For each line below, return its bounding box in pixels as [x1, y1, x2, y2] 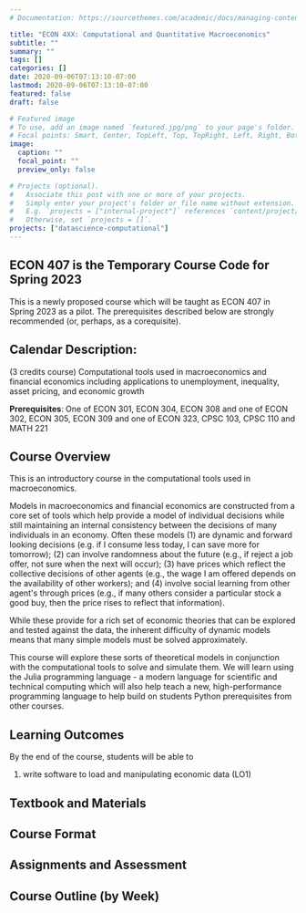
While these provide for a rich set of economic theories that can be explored [9, 615, 296, 626]
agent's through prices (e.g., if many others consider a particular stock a [9, 587, 282, 598]
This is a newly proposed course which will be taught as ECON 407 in [9, 296, 270, 306]
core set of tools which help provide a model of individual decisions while [9, 510, 285, 521]
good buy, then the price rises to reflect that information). [9, 597, 225, 608]
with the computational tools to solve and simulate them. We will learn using [9, 662, 294, 673]
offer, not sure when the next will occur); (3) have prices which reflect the [9, 558, 286, 570]
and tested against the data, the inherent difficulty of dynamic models [9, 625, 271, 636]
